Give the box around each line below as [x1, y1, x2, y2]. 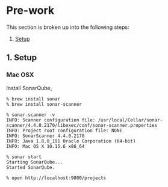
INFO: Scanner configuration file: [6, 117, 96, 123]
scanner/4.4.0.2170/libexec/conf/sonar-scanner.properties [6, 122, 158, 128]
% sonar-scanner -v [6, 112, 55, 118]
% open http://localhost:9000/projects [6, 175, 107, 181]
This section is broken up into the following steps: [6, 23, 129, 31]
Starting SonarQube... [6, 159, 63, 165]
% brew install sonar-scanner [6, 101, 82, 107]
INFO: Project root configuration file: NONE [6, 127, 122, 133]
